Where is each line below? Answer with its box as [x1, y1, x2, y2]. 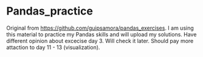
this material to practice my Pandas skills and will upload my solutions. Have [6, 30, 197, 38]
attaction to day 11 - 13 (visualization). [6, 44, 100, 51]
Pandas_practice [6, 4, 93, 18]
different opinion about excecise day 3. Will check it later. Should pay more [6, 37, 194, 44]
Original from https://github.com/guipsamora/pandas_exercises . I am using [6, 24, 194, 32]
